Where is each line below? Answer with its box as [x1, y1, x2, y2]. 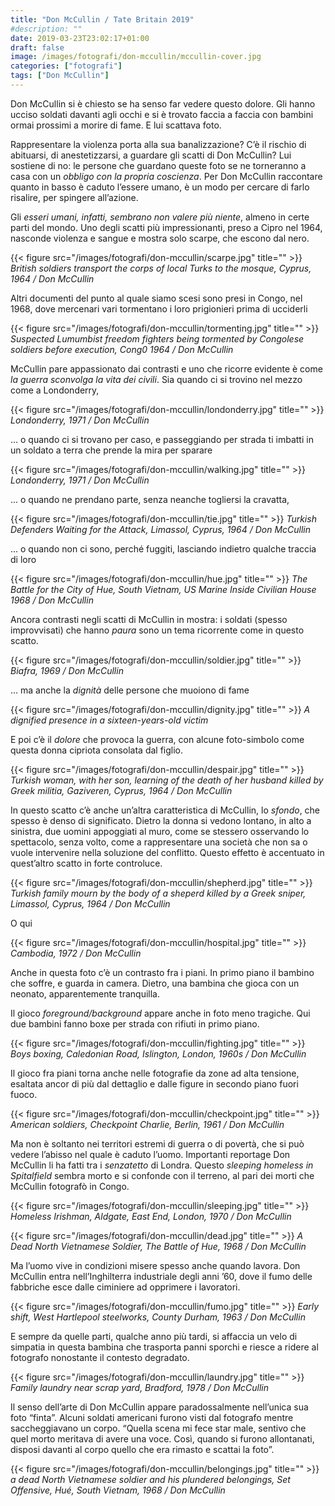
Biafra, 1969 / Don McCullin [10, 664, 124, 676]
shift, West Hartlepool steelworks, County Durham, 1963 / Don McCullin [10, 1311, 306, 1323]
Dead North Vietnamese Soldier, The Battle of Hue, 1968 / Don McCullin [10, 1240, 307, 1252]
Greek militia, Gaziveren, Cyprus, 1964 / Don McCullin [10, 784, 233, 796]
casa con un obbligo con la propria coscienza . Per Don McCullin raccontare [10, 170, 323, 182]
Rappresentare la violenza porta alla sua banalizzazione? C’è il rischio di [10, 138, 307, 150]
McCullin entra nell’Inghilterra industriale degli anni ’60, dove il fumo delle [10, 1270, 313, 1282]
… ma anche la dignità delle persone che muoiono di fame [10, 684, 250, 696]
